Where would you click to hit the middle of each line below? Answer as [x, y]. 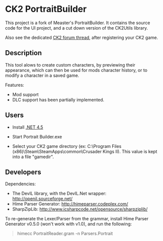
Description [23, 53]
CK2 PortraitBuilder [46, 9]
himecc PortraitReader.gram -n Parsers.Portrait [65, 234]
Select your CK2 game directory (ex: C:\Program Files [67, 146]
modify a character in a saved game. [42, 75]
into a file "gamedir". [33, 157]
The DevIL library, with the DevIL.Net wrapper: [59, 194]
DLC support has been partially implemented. [58, 100]
